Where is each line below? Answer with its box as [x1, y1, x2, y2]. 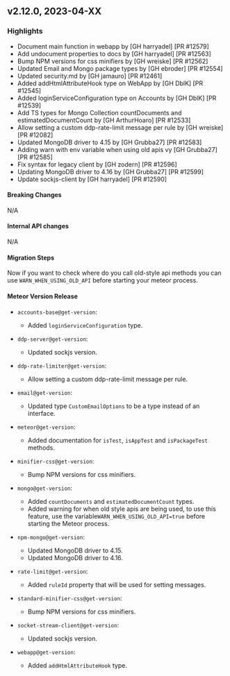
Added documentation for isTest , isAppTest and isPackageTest [27, 436, 208, 444]
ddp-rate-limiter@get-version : [17, 361, 107, 370]
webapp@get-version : [17, 648, 76, 656]
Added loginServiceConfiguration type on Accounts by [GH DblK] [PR [17, 94, 217, 102]
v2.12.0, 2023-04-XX [7, 6, 102, 17]
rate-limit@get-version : [17, 567, 88, 575]
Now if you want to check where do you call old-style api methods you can [7, 269, 222, 277]
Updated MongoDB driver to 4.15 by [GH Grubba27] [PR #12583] [17, 138, 202, 146]
